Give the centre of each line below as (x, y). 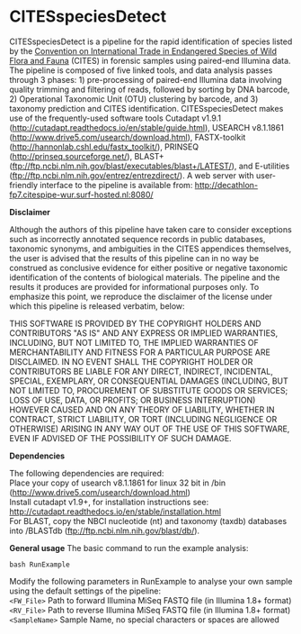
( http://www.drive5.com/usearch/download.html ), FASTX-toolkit (128, 137)
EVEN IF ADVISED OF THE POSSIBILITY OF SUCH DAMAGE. (120, 438)
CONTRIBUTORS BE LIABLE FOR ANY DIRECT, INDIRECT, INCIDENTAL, (142, 371)
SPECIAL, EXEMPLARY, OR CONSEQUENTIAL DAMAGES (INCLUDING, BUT (149, 381)
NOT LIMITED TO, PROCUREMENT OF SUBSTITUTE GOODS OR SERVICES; (149, 390)
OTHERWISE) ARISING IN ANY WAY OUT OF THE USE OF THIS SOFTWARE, (150, 429)
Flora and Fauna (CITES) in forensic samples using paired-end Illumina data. (150, 60)
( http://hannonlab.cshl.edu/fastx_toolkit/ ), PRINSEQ (104, 147)
